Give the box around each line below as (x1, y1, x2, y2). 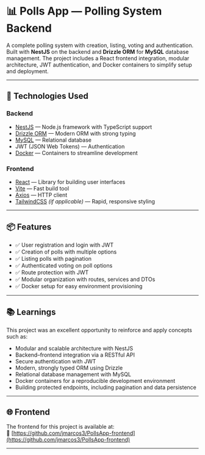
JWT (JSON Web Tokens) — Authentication (15, 142, 125, 150)
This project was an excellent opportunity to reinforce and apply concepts (6, 326, 192, 333)
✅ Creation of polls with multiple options (15, 248, 117, 255)
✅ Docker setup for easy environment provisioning (15, 282, 143, 289)
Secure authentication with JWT (15, 357, 96, 365)
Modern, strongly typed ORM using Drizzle (15, 364, 123, 371)
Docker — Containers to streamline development (15, 149, 138, 156)
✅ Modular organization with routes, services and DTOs (15, 275, 156, 283)
